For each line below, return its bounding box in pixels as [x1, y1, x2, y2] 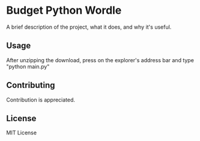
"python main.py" [6, 63, 50, 70]
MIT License [6, 129, 37, 136]
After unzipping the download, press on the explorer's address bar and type [6, 56, 194, 63]
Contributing [6, 80, 55, 90]
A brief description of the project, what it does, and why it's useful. [6, 23, 172, 30]
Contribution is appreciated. [6, 96, 76, 103]
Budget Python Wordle [6, 4, 122, 17]
